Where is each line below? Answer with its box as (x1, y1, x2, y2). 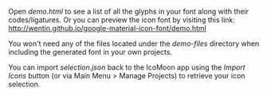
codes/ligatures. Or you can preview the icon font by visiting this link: (8, 15, 235, 25)
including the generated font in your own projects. (8, 47, 173, 56)
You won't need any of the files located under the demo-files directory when (8, 39, 260, 48)
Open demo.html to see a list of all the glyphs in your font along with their (8, 7, 249, 16)
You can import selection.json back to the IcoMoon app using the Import (8, 63, 245, 72)
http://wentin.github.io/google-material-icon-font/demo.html (8, 24, 207, 32)
